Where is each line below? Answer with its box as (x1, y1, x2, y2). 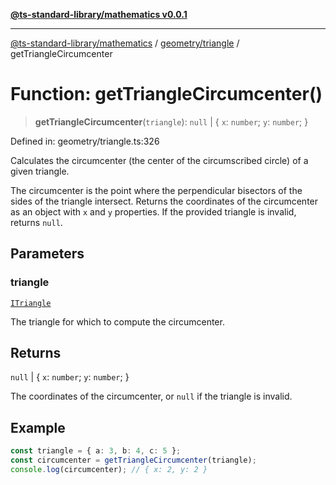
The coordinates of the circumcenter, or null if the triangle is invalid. (10, 390, 293, 403)
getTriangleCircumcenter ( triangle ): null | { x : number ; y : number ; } (34, 115, 309, 128)
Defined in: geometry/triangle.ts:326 (10, 135, 160, 147)
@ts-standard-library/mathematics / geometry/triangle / (10, 37, 240, 49)
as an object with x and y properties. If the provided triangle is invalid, (10, 205, 297, 218)
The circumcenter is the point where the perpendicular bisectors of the (10, 184, 303, 196)
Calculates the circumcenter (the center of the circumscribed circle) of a (10, 154, 309, 166)
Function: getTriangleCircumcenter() (10, 83, 323, 106)
